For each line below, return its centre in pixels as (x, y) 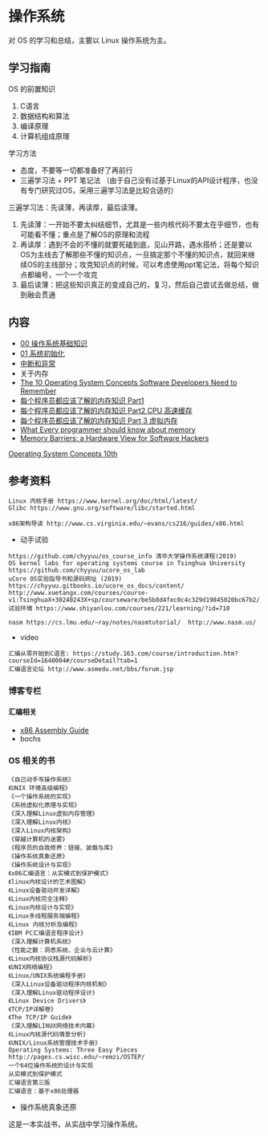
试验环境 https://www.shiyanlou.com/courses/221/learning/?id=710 (119, 609)
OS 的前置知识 (32, 88)
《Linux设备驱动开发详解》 (46, 890)
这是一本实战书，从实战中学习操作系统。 (75, 1124)
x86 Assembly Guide (55, 730)
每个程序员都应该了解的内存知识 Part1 (82, 400)
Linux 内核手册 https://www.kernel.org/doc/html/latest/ (103, 501)
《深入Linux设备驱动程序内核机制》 (59, 984)
